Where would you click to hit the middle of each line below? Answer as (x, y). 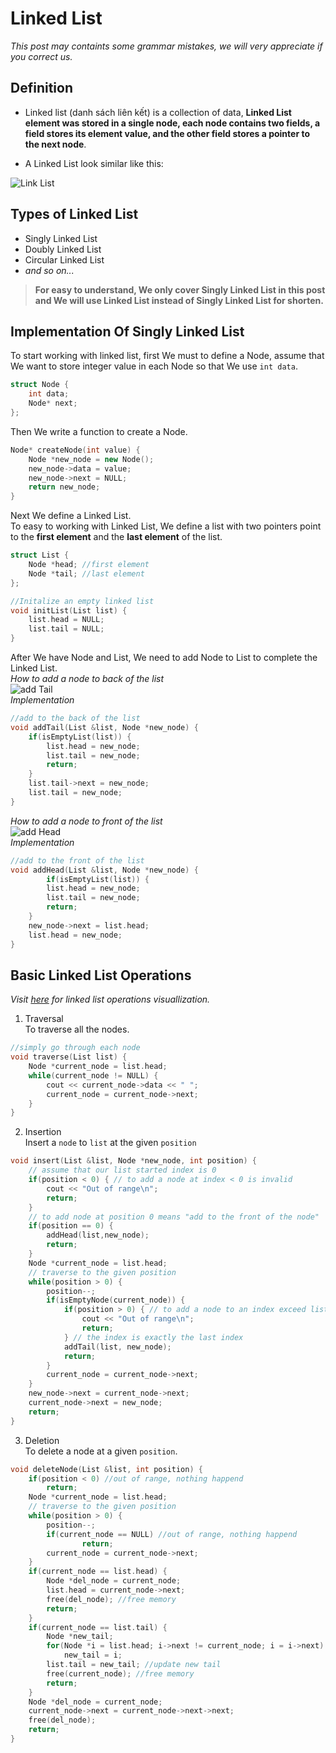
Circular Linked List (64, 259)
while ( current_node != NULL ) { (93, 1075)
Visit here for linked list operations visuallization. (110, 999)
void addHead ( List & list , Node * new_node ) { (104, 870)
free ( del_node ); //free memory (111, 1599)
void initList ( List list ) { (69, 610)
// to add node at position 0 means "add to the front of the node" (174, 1217)
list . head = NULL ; (66, 620)
